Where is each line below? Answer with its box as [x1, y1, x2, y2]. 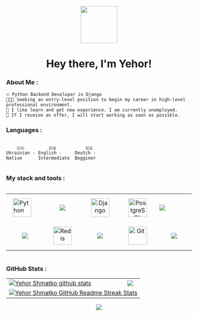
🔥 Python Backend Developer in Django [6, 92, 102, 98]
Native [6, 155, 22, 161]
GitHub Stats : [6, 265, 47, 273]
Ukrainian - [6, 150, 35, 156]
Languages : [6, 126, 42, 134]
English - [38, 150, 62, 156]
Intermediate [38, 155, 70, 161]
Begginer [74, 155, 96, 161]
